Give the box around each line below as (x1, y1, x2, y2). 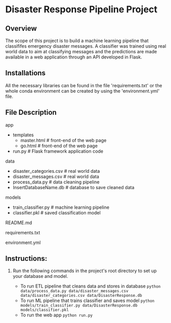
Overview (5, 24, 37, 33)
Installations (5, 69, 46, 77)
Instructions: (5, 254, 48, 263)
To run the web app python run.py (20, 312, 93, 318)
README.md (5, 219, 32, 226)
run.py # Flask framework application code (12, 148, 103, 154)
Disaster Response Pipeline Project (5, 4, 158, 15)
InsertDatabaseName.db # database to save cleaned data (12, 184, 135, 190)
